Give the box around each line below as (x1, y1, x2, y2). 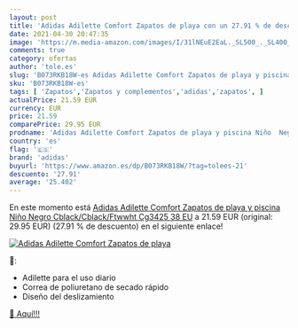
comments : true (9, 46, 66, 55)
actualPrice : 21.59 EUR (9, 95, 98, 105)
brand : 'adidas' (9, 152, 69, 162)
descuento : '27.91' (9, 169, 82, 178)
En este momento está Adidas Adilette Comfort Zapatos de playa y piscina (9, 202, 281, 213)
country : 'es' (9, 137, 62, 145)
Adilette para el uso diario (21, 272, 117, 284)
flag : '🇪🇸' (9, 144, 53, 153)
